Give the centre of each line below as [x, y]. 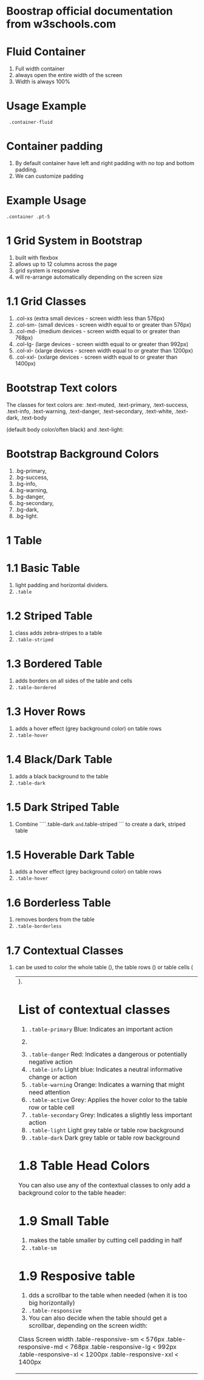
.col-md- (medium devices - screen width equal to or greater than [97, 331]
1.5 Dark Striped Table [63, 807]
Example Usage [46, 201]
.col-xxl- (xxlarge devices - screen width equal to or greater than [96, 357]
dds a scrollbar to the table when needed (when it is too [108, 1296]
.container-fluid [31, 123]
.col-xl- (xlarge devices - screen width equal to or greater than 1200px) [104, 350]
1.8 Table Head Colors [84, 1166]
